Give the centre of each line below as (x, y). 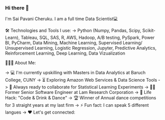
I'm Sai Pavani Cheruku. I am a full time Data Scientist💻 (62, 19)
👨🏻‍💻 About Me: (20, 63)
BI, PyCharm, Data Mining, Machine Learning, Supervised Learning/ (74, 43)
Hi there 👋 (17, 8)
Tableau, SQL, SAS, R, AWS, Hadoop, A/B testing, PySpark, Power (88, 38)
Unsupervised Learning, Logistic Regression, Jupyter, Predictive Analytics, (81, 48)
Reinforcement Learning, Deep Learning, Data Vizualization (65, 53)
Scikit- (149, 30)
